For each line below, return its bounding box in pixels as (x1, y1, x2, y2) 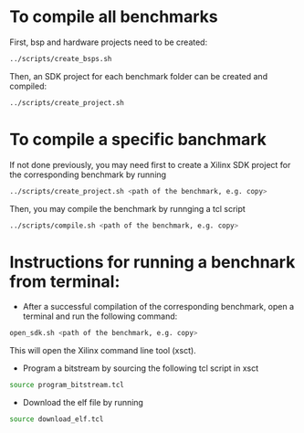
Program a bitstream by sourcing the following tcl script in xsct (22, 363, 258, 374)
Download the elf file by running (22, 397, 144, 408)
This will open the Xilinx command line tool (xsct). (9, 345, 196, 356)
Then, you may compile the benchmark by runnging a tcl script (9, 203, 246, 214)
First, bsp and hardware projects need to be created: (9, 37, 208, 48)
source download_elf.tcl (9, 415, 104, 424)
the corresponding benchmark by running (9, 169, 167, 180)
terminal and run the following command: (22, 311, 178, 322)
